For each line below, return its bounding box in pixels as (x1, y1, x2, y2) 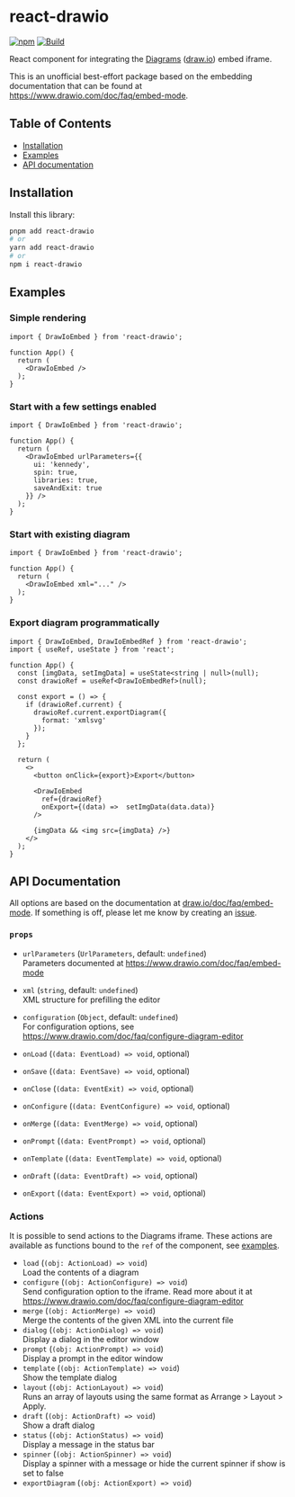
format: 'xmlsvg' (41, 715, 106, 725)
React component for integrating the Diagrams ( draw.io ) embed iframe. (9, 53, 273, 64)
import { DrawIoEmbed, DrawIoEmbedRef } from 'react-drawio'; (9, 637, 247, 646)
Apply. (22, 1401, 47, 1412)
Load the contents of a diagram (22, 1267, 139, 1277)
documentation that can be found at (9, 80, 142, 91)
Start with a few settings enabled (9, 400, 157, 413)
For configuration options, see (22, 1021, 135, 1032)
